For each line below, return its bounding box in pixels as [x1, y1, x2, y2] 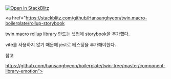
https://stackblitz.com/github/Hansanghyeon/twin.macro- [25, 15, 147, 21]
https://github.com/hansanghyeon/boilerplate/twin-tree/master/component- [5, 63, 166, 68]
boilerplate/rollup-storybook [5, 20, 65, 26]
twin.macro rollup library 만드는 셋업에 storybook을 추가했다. [5, 31, 130, 37]
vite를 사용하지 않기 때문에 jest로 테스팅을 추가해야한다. [5, 42, 116, 47]
